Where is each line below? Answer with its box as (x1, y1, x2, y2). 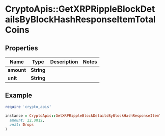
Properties (5, 44, 38, 52)
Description (50, 58, 79, 65)
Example (5, 91, 32, 100)
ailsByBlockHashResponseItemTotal (5, 14, 156, 25)
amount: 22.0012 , (9, 118, 45, 123)
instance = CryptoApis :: (5, 113, 56, 118)
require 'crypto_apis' (5, 104, 52, 109)
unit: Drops (9, 122, 34, 127)
